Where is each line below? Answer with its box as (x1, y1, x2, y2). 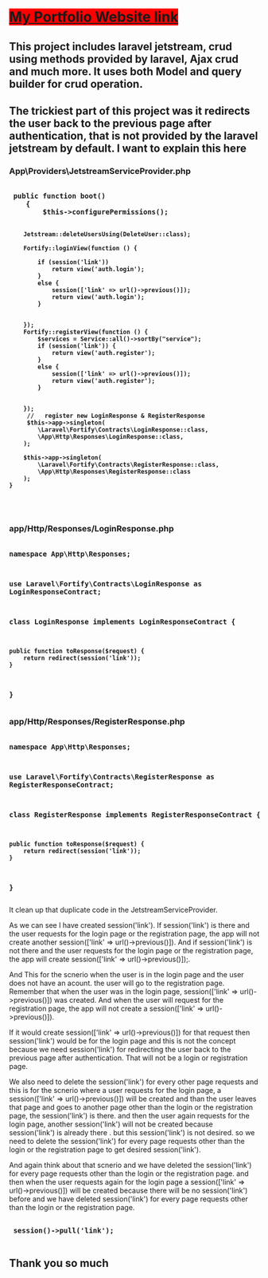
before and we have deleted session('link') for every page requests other (9, 1193, 249, 1204)
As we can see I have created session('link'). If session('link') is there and (9, 920, 250, 929)
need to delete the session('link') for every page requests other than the (9, 1136, 245, 1146)
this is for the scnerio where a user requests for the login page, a (9, 1085, 222, 1095)
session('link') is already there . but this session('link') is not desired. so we (9, 1127, 255, 1137)
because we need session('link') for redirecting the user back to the (9, 1044, 231, 1054)
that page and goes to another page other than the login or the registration (9, 1102, 254, 1112)
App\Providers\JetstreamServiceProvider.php (9, 165, 192, 176)
